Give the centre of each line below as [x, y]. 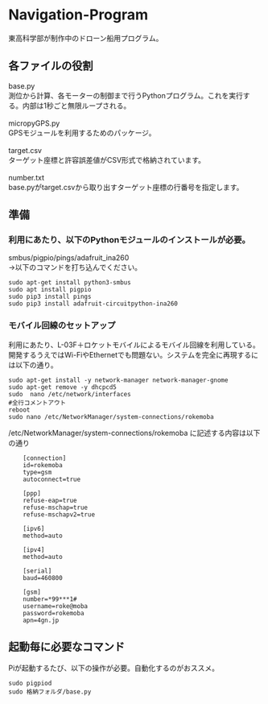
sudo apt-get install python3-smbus [70, 283]
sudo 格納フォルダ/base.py [50, 692]
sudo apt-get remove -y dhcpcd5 [62, 387]
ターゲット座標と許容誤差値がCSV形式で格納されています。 [107, 159]
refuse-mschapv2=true [59, 514]
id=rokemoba [43, 465]
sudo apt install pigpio [50, 290]
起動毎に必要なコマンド [66, 647]
